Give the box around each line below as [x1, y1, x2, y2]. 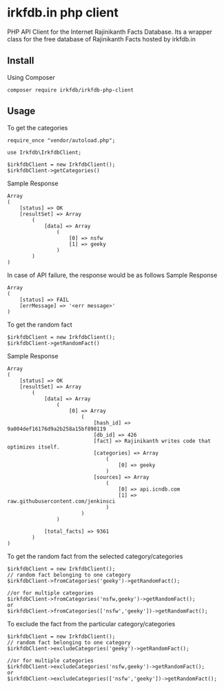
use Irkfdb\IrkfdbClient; [7, 149, 81, 156]
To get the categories [7, 123, 68, 132]
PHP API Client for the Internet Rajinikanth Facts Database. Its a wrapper [7, 28, 212, 36]
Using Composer [7, 73, 55, 81]
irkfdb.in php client [7, 5, 119, 21]
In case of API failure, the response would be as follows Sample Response [7, 271, 218, 279]
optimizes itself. [7, 443, 60, 451]
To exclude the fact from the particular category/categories [7, 619, 176, 628]
